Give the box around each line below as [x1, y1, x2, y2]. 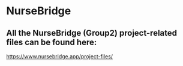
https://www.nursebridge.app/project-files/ [6, 53, 113, 60]
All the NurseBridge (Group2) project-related [6, 28, 178, 38]
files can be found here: [6, 37, 97, 47]
